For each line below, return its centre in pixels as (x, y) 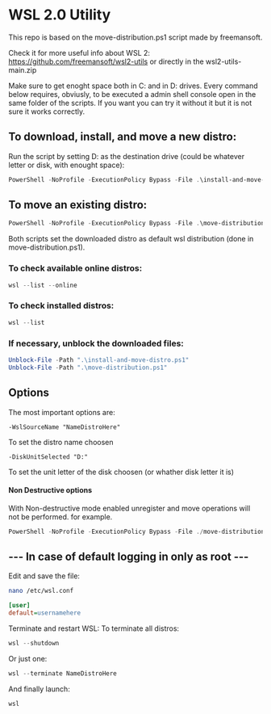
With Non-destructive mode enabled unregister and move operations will (129, 508)
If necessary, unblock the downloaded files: (96, 343)
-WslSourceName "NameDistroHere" (65, 427)
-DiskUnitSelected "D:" (48, 457)
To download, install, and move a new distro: (123, 137)
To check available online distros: (75, 268)
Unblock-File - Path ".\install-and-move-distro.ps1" (99, 360)
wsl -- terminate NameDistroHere (63, 673)
